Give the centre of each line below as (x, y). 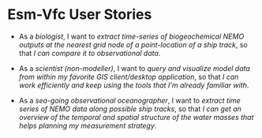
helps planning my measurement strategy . (88, 125)
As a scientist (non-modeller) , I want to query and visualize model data (134, 68)
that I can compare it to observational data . (90, 53)
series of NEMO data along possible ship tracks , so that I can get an (130, 109)
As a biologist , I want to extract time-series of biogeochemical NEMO (131, 36)
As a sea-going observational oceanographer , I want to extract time (130, 100)
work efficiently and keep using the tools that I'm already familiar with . (134, 85)
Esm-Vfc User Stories (80, 15)
